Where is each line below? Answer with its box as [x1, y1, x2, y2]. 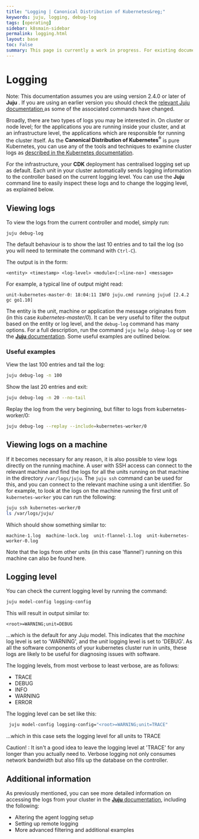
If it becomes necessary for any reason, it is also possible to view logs [6, 455, 178, 463]
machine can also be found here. [6, 555, 86, 562]
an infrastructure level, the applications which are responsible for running [6, 129, 185, 137]
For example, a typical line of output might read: [6, 280, 123, 288]
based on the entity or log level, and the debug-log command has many [6, 320, 179, 327]
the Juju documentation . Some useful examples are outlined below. [6, 333, 171, 340]
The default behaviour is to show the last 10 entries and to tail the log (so [6, 241, 184, 248]
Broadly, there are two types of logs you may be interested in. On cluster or [6, 116, 190, 124]
